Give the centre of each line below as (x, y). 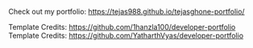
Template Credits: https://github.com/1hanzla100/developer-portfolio (122, 27)
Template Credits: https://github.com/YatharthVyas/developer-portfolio (126, 36)
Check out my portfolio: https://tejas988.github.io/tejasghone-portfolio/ (126, 12)
